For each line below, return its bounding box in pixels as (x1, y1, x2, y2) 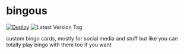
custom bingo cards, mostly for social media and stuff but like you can (6, 35, 178, 42)
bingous (6, 4, 47, 18)
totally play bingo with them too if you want (6, 41, 112, 48)
